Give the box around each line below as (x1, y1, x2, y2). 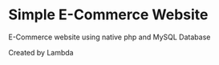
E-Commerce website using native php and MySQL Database (8, 32, 211, 42)
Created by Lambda (8, 47, 74, 57)
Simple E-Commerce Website (8, 6, 209, 24)
